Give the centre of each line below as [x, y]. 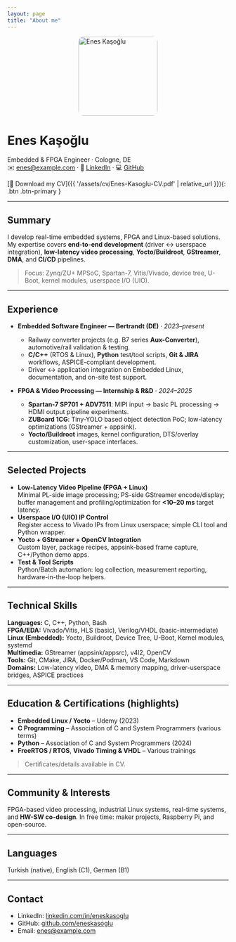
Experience [33, 309]
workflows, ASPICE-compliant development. [92, 362]
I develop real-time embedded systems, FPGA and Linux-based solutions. [114, 237]
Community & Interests [59, 793]
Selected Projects [47, 471]
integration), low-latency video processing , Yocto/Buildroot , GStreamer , [114, 252]
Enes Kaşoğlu [48, 140]
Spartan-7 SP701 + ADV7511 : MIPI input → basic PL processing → [124, 404]
